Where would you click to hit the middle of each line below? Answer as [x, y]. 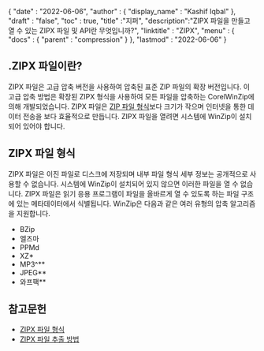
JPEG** [33, 272]
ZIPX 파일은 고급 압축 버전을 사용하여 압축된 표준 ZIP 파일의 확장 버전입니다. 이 [129, 87]
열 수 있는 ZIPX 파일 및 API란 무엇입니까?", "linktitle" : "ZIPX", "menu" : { [121, 30]
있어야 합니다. [44, 126]
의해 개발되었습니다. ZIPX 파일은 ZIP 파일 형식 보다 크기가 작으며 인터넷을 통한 [127, 106]
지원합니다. [33, 213]
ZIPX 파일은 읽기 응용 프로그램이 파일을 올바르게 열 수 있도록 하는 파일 [132, 193]
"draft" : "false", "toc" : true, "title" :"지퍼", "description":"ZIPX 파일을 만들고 [129, 21]
